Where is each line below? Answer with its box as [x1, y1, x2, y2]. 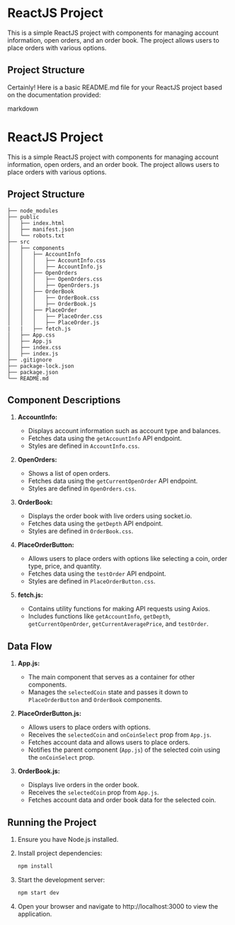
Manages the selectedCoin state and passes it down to [28, 688, 189, 696]
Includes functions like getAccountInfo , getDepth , [28, 612, 171, 620]
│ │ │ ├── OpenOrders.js [7, 282, 100, 289]
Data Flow [7, 640, 52, 652]
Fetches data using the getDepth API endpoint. [28, 520, 164, 528]
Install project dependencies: [17, 848, 103, 857]
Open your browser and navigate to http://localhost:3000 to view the [17, 902, 218, 910]
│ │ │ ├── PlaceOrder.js [7, 319, 100, 326]
